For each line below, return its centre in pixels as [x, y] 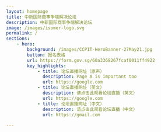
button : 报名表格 [46, 55]
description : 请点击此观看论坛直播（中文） [90, 109]
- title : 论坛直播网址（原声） [71, 71]
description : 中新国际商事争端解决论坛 [49, 22]
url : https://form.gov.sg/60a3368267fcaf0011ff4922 [91, 60]
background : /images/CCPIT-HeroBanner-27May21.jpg [90, 50]
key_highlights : [47, 66]
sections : [18, 39]
